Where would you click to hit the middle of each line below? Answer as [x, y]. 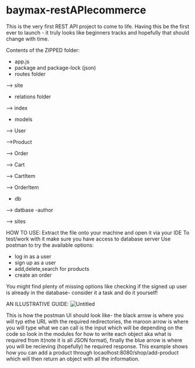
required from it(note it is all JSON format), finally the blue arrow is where [94, 340]
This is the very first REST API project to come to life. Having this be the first [98, 26]
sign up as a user [35, 262]
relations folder [33, 97]
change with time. [28, 39]
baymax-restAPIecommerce [76, 10]
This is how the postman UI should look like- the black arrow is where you [95, 315]
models [23, 119]
